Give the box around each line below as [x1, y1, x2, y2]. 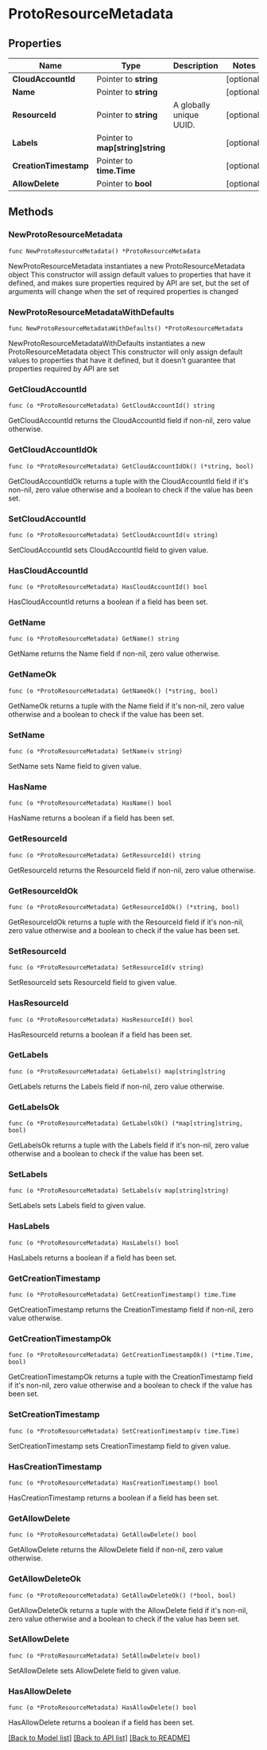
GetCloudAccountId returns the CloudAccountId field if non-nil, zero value [8, 416, 252, 426]
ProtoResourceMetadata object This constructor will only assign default [8, 347, 243, 356]
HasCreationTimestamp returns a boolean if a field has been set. [8, 1493, 220, 1502]
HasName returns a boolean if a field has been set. [8, 814, 175, 823]
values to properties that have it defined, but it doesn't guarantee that [8, 355, 236, 365]
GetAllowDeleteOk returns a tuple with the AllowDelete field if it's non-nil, [8, 1605, 248, 1615]
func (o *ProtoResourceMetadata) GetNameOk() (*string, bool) [8, 687, 219, 695]
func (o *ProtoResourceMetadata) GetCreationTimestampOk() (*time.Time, [8, 1352, 254, 1360]
